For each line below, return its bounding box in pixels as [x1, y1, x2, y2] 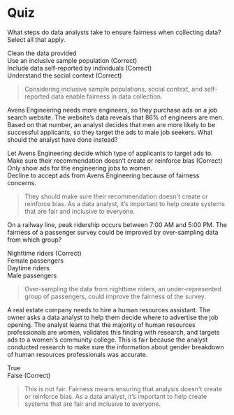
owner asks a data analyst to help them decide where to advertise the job [7, 313, 219, 321]
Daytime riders [7, 263, 50, 272]
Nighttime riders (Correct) [7, 249, 82, 257]
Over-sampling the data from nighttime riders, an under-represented [24, 284, 221, 293]
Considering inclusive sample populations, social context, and [24, 85, 203, 93]
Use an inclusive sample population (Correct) [7, 56, 138, 64]
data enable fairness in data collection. [51, 92, 163, 101]
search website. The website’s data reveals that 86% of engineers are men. [7, 113, 224, 122]
